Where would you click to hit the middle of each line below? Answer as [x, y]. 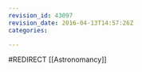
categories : [28, 30]
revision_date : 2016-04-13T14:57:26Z [71, 23]
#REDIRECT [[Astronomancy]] [57, 59]
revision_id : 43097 [41, 15]
